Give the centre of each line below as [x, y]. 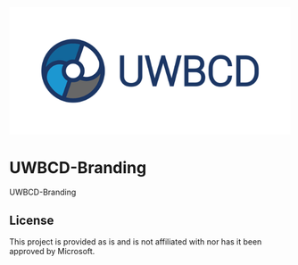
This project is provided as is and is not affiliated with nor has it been [136, 242]
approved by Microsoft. [52, 252]
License [32, 220]
